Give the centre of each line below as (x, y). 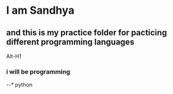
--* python (19, 85)
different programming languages (70, 42)
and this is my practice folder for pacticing (86, 33)
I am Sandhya (40, 10)
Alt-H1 (14, 56)
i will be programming (38, 71)
